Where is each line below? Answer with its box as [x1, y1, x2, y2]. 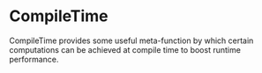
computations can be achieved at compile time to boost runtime [9, 44, 241, 55]
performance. [9, 54, 59, 64]
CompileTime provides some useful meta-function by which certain [9, 35, 254, 46]
